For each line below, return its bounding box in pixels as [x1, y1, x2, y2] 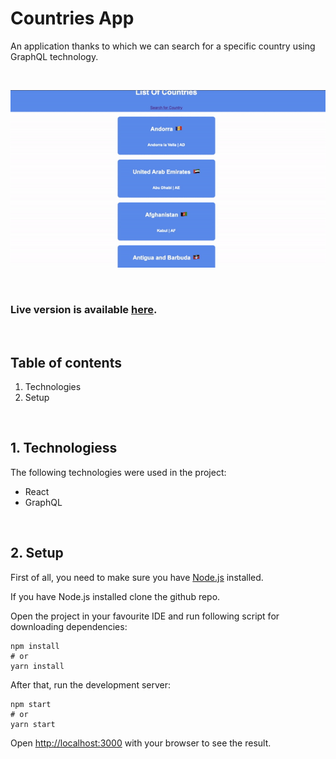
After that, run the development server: [10, 678, 172, 691]
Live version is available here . [10, 302, 158, 316]
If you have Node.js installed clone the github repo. [10, 590, 221, 602]
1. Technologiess [10, 440, 118, 457]
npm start [10, 699, 52, 709]
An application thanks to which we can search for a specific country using [10, 40, 316, 52]
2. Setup [10, 545, 64, 562]
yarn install [10, 661, 65, 671]
